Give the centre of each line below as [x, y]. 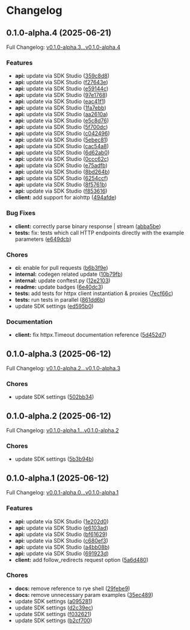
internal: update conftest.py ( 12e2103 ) [63, 280]
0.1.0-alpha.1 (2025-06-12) [58, 478]
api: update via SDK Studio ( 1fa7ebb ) [60, 108]
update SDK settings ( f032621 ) [53, 614]
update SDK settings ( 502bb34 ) [54, 397]
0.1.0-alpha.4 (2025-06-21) [59, 33]
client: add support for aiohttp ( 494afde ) [66, 198]
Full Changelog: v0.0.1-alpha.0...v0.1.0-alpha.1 [63, 493]
